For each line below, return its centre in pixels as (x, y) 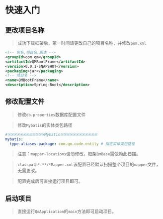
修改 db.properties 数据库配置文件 (51, 114)
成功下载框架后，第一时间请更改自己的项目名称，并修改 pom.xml (82, 43)
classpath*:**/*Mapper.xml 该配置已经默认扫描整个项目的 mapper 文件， (89, 164)
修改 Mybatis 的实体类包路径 (45, 125)
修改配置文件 (25, 102)
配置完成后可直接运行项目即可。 (50, 181)
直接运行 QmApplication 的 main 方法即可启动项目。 (67, 212)
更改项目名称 (25, 30)
